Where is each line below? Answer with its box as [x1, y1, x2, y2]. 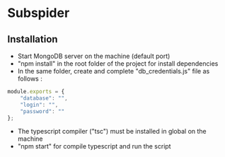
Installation [7, 33, 58, 45]
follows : [17, 74, 42, 83]
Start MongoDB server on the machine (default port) [17, 52, 171, 60]
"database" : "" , [20, 94, 69, 102]
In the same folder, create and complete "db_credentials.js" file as [17, 67, 210, 75]
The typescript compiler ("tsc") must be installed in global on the [17, 127, 207, 136]
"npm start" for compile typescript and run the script [17, 142, 171, 151]
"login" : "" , [20, 101, 59, 108]
